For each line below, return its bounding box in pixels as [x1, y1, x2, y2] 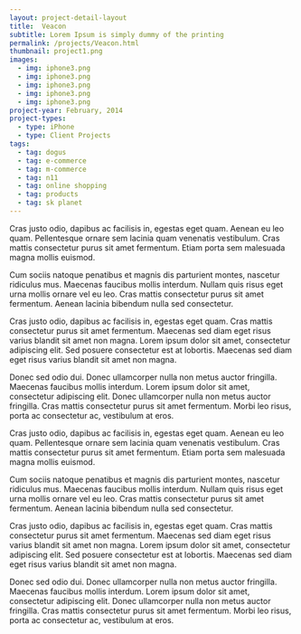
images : [9, 55, 39, 64]
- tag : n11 [17, 173, 59, 182]
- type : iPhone [17, 123, 75, 132]
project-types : [9, 114, 67, 123]
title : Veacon [9, 22, 67, 31]
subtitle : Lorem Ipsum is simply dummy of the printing [9, 30, 224, 39]
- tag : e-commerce [17, 156, 88, 166]
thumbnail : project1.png [9, 47, 103, 56]
